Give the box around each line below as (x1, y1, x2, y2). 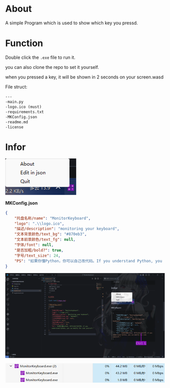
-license (5, 125, 24, 130)
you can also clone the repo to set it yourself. (5, 64, 100, 70)
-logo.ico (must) (5, 104, 42, 109)
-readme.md (5, 120, 28, 125)
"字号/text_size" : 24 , (14, 253, 61, 258)
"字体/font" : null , (14, 243, 54, 248)
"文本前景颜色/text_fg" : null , (14, 237, 76, 242)
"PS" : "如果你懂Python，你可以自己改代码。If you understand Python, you (14, 258, 162, 263)
